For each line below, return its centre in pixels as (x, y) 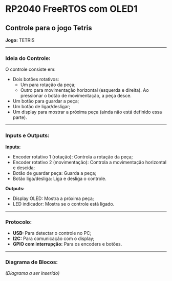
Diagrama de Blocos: (31, 262)
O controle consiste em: (30, 69)
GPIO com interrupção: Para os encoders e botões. (67, 244)
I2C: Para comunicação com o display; (53, 238)
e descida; (24, 168)
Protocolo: (19, 222)
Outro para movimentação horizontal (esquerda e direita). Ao (85, 90)
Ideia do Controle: (28, 58)
